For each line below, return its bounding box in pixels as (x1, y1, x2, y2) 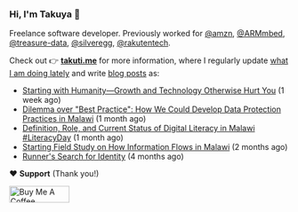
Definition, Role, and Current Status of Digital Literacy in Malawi (21, 123, 255, 134)
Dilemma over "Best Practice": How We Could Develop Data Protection (21, 104, 282, 114)
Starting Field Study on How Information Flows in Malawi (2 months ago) (21, 142, 288, 153)
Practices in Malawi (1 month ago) (21, 114, 147, 124)
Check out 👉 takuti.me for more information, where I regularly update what (9, 55, 289, 66)
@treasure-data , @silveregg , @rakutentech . (9, 37, 171, 48)
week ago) (21, 95, 61, 106)
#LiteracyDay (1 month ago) (21, 132, 125, 143)
